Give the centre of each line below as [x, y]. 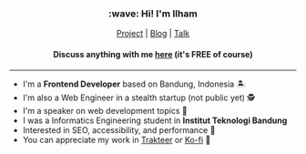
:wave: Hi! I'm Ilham [153, 14]
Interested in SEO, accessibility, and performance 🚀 [119, 129]
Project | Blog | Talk [153, 34]
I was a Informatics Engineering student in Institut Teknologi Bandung [155, 120]
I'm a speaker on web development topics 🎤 [105, 110]
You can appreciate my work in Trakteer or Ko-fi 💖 [117, 139]
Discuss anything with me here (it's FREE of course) [153, 54]
